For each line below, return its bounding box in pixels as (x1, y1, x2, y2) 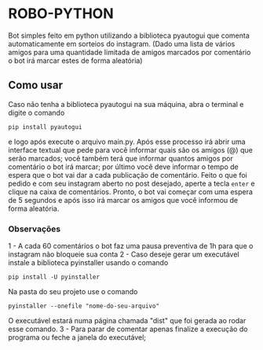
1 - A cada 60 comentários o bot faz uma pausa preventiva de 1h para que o (8, 241, 254, 251)
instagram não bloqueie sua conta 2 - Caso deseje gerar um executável (8, 249, 239, 260)
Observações (8, 223, 61, 234)
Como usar (8, 79, 64, 92)
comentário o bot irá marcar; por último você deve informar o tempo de (8, 162, 239, 171)
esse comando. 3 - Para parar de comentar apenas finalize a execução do (8, 324, 248, 334)
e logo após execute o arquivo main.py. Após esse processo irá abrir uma (8, 137, 246, 146)
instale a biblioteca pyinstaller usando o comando (8, 258, 169, 267)
